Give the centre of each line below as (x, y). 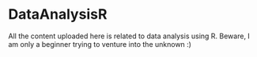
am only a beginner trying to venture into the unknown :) (100, 44)
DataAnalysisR (58, 14)
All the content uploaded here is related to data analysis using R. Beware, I (129, 36)
